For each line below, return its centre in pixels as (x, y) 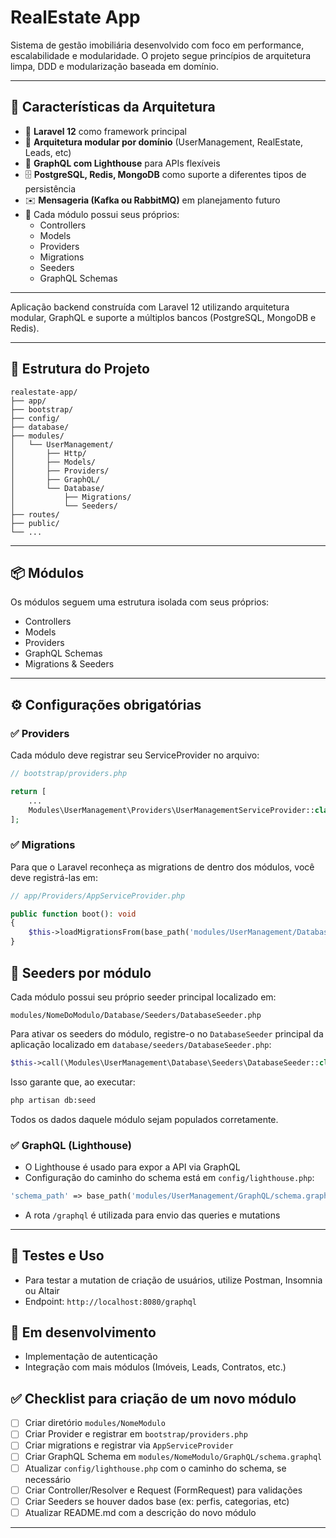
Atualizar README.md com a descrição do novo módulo (140, 1512)
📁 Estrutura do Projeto (80, 369)
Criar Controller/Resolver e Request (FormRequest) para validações (163, 1490)
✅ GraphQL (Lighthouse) (71, 1145)
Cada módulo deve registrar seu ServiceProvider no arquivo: (135, 755)
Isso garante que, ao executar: (73, 1082)
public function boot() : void (73, 914)
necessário (48, 1479)
